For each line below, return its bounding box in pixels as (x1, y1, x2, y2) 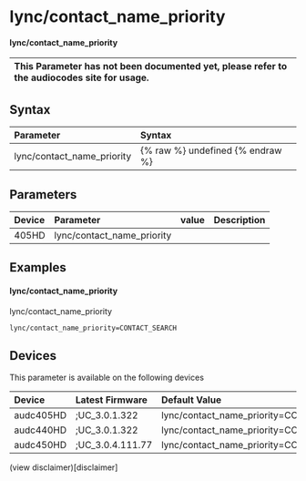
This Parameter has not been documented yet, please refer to (14, 60, 288, 73)
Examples (9, 260, 66, 275)
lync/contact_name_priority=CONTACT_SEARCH (9, 323, 178, 333)
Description (213, 214, 266, 227)
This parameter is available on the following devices (9, 372, 205, 384)
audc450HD (14, 439, 66, 452)
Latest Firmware (75, 394, 148, 406)
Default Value (160, 394, 221, 406)
